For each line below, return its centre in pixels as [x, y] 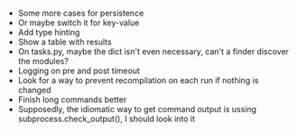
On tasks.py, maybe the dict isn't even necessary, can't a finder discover [153, 52]
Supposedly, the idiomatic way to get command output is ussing [137, 109]
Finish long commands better [72, 100]
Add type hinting [49, 32]
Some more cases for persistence [81, 13]
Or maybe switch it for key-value [79, 23]
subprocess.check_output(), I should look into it [107, 119]
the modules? [43, 61]
